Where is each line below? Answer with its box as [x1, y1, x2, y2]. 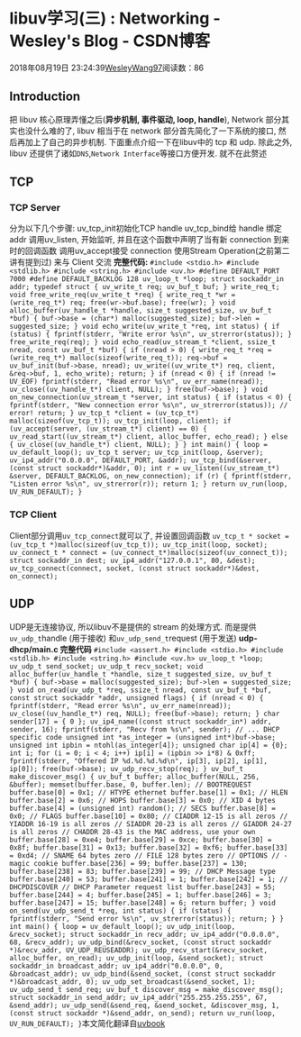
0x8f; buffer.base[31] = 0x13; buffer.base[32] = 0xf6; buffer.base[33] [9, 843, 288, 852]
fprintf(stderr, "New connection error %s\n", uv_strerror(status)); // [9, 401, 288, 410]
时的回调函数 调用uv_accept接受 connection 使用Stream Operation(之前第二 [9, 245, 290, 257]
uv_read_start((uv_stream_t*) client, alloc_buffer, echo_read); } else [9, 432, 288, 441]
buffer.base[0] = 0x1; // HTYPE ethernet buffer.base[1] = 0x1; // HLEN [9, 787, 288, 797]
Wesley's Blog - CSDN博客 [9, 31, 211, 51]
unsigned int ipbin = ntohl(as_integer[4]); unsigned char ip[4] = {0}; [9, 741, 288, 750]
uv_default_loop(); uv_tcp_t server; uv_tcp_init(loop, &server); [9, 448, 264, 458]
